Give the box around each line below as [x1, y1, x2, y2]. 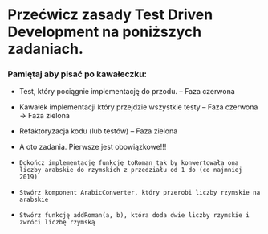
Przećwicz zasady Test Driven [7, 6, 213, 24]
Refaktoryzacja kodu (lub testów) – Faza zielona [18, 126, 178, 136]
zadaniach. [7, 40, 83, 58]
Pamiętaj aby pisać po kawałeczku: [7, 68, 148, 80]
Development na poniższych [7, 23, 202, 41]
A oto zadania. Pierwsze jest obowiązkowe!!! [18, 142, 167, 152]
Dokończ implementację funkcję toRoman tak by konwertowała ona [18, 159, 239, 167]
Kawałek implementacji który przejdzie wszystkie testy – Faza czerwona [18, 102, 258, 112]
